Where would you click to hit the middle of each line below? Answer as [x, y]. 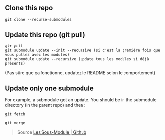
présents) [15, 63]
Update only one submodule [49, 88]
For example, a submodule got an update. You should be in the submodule [81, 100]
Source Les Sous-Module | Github [52, 132]
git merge [15, 123]
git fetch [15, 114]
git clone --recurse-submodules [38, 19]
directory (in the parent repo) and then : [45, 105]
